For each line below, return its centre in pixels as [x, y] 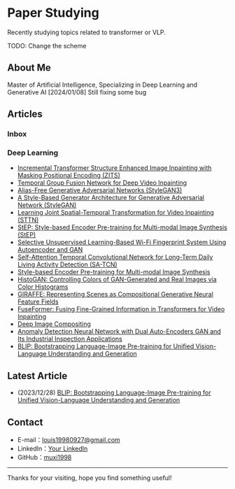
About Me [29, 68]
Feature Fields [38, 302]
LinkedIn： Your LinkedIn [52, 448]
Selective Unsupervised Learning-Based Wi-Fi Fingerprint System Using [122, 242]
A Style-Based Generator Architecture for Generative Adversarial [111, 198]
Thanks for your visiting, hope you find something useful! [90, 478]
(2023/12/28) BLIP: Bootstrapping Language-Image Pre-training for [114, 392]
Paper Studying [53, 13]
